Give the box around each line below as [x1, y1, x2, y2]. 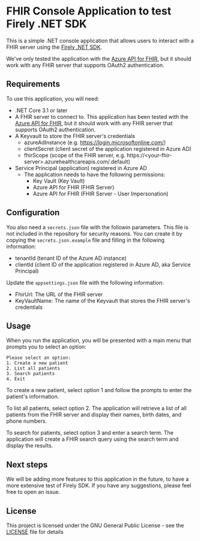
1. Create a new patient [6, 360, 68, 366]
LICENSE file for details [6, 528, 64, 535]
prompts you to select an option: [6, 343, 86, 350]
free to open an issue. [6, 489, 61, 496]
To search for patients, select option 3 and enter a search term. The [6, 429, 174, 437]
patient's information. [6, 393, 59, 400]
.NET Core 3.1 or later [14, 107, 68, 114]
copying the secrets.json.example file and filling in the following [6, 236, 165, 244]
